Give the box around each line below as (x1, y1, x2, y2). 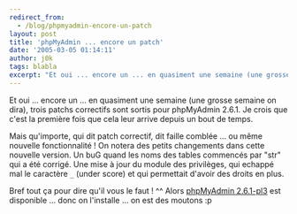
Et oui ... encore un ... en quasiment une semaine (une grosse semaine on (9, 95, 277, 105)
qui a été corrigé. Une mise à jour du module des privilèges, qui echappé (9, 158, 275, 169)
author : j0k (9, 54, 53, 63)
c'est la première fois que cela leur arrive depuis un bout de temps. (9, 113, 254, 124)
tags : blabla (9, 63, 57, 72)
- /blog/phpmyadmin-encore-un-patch (17, 21, 152, 30)
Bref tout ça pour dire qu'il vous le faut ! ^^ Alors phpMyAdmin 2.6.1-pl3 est (9, 185, 281, 195)
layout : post (9, 29, 57, 38)
